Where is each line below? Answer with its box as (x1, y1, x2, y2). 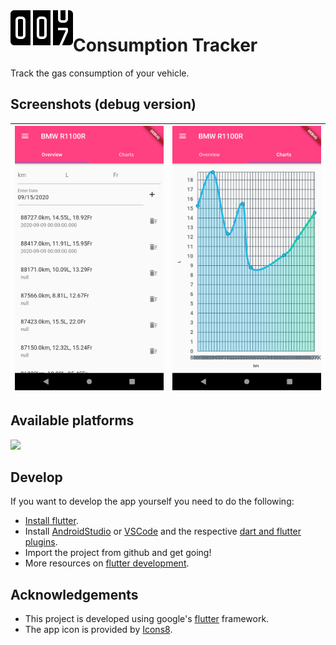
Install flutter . (24, 515, 79, 527)
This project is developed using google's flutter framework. (24, 613, 270, 625)
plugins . (24, 536, 58, 548)
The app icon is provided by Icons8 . (24, 624, 173, 636)
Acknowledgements (10, 586, 139, 603)
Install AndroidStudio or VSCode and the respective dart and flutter (24, 525, 302, 538)
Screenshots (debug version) (10, 96, 197, 113)
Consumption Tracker (73, 34, 258, 57)
